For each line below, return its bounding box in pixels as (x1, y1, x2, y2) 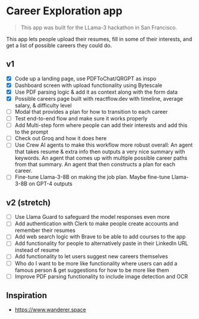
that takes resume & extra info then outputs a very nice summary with (14, 148, 185, 156)
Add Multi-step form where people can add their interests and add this (14, 122, 188, 129)
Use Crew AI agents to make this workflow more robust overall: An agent (14, 141, 193, 148)
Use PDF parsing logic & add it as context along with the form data (14, 88, 178, 95)
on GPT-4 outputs (29, 180, 72, 187)
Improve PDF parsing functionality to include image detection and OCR (14, 272, 188, 280)
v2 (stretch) (6, 197, 51, 207)
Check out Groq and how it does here (14, 135, 107, 142)
